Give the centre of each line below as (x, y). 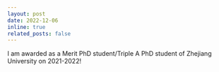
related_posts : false (39, 34)
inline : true (26, 27)
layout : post (26, 14)
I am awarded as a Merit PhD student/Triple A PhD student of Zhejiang (109, 54)
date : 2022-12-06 (33, 20)
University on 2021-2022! (45, 61)
